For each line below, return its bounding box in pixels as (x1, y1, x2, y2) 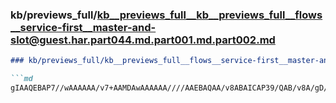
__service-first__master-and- (10, 20, 157, 34)
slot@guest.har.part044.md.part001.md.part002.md (10, 33, 276, 47)
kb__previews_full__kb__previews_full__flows (96, 8, 323, 22)
